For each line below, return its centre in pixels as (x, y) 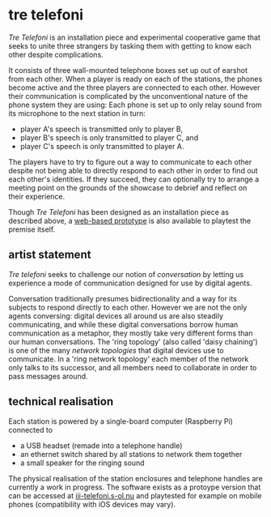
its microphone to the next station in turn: (77, 113)
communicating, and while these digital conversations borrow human (123, 324)
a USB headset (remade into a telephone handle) (101, 445)
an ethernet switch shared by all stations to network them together (131, 454)
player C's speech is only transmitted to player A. (102, 146)
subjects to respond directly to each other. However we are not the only (128, 307)
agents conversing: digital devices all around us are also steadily (116, 316)
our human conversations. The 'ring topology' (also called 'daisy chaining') (133, 341)
